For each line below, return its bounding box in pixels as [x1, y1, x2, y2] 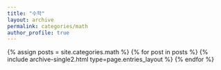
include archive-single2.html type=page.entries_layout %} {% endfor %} [7, 56, 215, 64]
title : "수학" [7, 10, 45, 17]
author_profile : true [7, 29, 70, 36]
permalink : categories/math [7, 23, 89, 30]
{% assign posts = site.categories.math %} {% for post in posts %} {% [7, 48, 209, 56]
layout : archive [7, 16, 54, 23]
